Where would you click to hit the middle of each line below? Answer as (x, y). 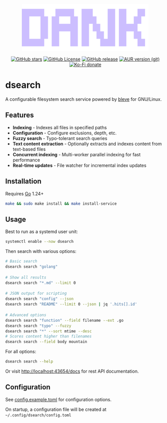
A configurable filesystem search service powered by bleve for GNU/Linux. (83, 99)
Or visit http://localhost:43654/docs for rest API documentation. (72, 371)
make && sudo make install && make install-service (61, 204)
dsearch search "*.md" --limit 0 (41, 283)
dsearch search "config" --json (39, 299)
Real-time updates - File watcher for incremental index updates (79, 165)
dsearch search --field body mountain (46, 342)
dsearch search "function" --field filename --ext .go (64, 320)
